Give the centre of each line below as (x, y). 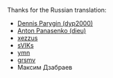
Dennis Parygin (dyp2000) (55, 23)
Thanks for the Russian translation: (57, 10)
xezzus (27, 38)
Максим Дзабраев (45, 67)
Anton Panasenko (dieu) (52, 31)
